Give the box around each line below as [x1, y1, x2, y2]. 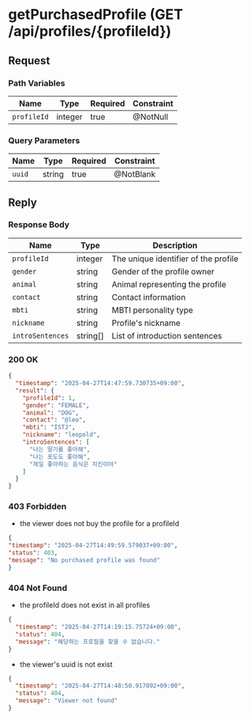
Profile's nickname [111, 317, 181, 328]
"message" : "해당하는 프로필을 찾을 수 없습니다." [15, 638, 160, 645]
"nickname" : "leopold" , [22, 431, 101, 439]
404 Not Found [8, 582, 68, 593]
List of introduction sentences [111, 330, 222, 341]
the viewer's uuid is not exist [19, 659, 113, 669]
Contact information [111, 291, 186, 302]
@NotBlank [114, 168, 156, 180]
